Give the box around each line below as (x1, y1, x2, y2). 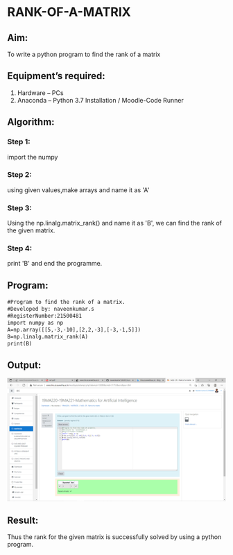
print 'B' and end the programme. (7, 259, 103, 268)
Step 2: (7, 170, 33, 180)
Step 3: (7, 203, 33, 212)
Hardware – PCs (17, 88, 64, 97)
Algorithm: (7, 116, 55, 128)
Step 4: (7, 244, 33, 253)
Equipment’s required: (7, 70, 105, 82)
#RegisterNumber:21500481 (7, 313, 82, 320)
